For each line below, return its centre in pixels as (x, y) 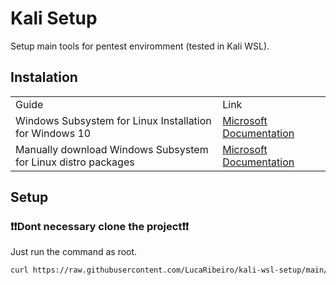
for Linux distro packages (75, 162)
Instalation (44, 77)
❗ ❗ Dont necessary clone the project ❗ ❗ (100, 227)
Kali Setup (54, 18)
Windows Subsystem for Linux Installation (113, 120)
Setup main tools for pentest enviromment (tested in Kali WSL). (140, 46)
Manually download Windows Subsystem (112, 149)
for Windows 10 (53, 133)
